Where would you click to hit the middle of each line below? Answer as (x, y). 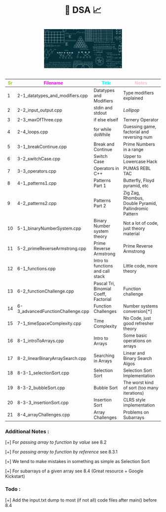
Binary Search (138, 358)
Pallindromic (136, 208)
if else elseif (106, 120)
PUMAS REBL (137, 168)
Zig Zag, (132, 193)
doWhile (102, 134)
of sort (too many (141, 388)
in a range (133, 149)
